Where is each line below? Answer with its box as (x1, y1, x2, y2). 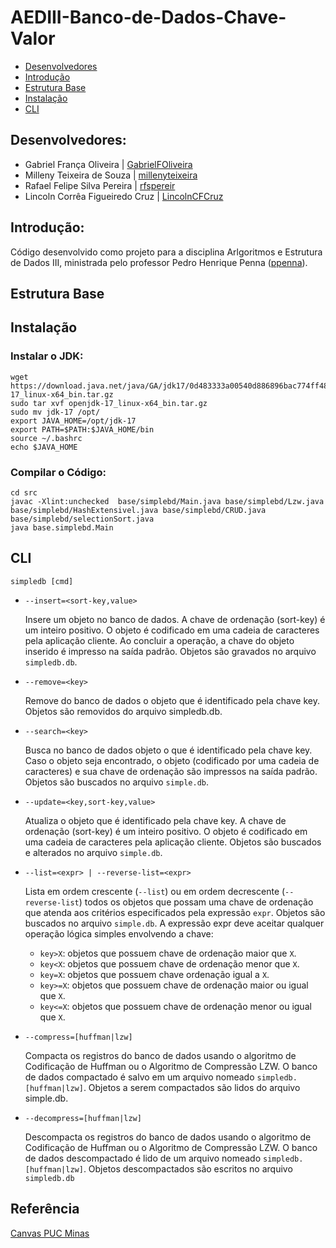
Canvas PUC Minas (10, 1227, 90, 1239)
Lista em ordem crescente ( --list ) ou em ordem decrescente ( (24, 885, 286, 897)
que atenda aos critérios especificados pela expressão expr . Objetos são (24, 906, 326, 918)
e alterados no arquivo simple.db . (24, 846, 163, 858)
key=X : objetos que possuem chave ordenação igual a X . (39, 968, 270, 980)
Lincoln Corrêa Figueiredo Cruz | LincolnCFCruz (24, 190, 224, 202)
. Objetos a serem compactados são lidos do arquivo (83, 1081, 301, 1093)
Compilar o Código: (10, 465, 107, 479)
